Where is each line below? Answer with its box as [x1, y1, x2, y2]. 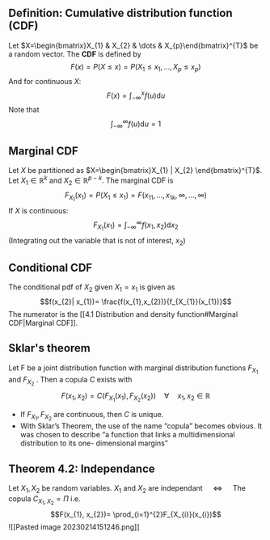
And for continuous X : [8, 76, 82, 86]
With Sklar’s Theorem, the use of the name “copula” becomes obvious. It [19, 421, 263, 431]
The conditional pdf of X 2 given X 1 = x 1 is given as [8, 282, 175, 294]
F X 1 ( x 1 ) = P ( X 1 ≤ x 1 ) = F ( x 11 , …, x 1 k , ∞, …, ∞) [64, 190, 208, 203]
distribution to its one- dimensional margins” [19, 438, 168, 448]
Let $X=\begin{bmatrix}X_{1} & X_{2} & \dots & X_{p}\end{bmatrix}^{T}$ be [8, 40, 259, 50]
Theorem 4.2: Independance [8, 462, 155, 475]
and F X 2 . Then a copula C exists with [8, 375, 133, 387]
